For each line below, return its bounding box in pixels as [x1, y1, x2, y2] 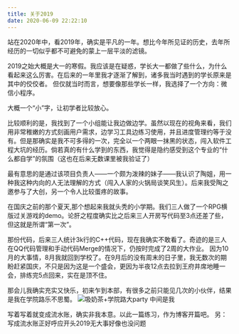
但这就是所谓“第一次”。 [7, 220, 76, 229]
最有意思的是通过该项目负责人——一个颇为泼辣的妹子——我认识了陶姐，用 [7, 169, 225, 178]
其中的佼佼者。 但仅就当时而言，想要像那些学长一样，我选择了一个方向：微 [7, 79, 228, 88]
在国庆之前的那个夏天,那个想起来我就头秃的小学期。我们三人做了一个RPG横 [7, 202, 228, 211]
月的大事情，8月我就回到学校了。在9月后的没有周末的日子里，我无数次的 [7, 253, 221, 261]
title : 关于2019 [7, 10, 53, 18]
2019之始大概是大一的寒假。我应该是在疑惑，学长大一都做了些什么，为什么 [7, 61, 228, 70]
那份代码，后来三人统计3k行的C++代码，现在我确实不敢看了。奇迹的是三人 [7, 235, 228, 244]
